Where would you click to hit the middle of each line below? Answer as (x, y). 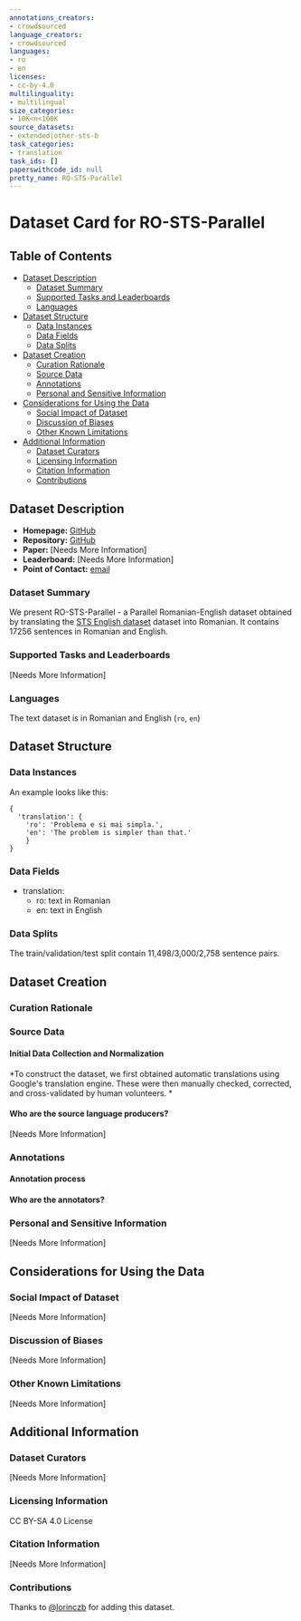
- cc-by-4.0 (32, 85)
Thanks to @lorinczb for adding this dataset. (92, 1607)
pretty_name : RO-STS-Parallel (66, 178)
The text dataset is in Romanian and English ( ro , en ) (105, 718)
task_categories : (42, 144)
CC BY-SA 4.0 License (51, 1520)
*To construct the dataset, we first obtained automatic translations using (145, 1073)
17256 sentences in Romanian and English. (89, 632)
